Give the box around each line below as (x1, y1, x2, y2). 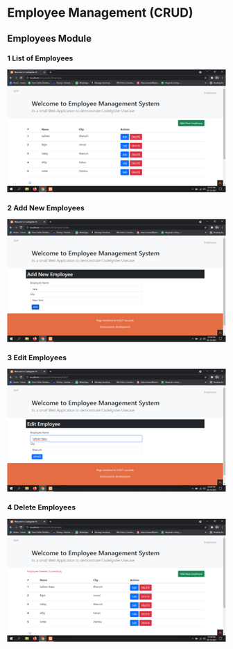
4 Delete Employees (7, 503, 76, 512)
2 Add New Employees (7, 203, 85, 212)
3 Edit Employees (7, 353, 67, 362)
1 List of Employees (7, 53, 74, 63)
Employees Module (7, 33, 92, 44)
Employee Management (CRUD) (7, 5, 193, 21)
